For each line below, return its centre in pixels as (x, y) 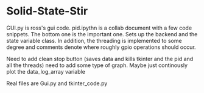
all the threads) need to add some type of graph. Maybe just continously (97, 65)
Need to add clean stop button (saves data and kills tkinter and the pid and (100, 59)
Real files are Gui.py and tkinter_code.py (57, 83)
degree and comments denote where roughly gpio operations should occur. (101, 47)
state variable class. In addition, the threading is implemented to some (94, 40)
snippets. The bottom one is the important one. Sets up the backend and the (102, 34)
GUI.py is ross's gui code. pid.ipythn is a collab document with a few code (99, 28)
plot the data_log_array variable (46, 71)
